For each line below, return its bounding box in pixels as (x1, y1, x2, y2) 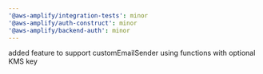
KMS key (8, 56, 38, 66)
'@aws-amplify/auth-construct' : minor (8, 19, 137, 27)
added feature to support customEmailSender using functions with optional (8, 49, 256, 58)
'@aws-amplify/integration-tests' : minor (8, 11, 149, 20)
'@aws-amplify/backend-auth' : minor (8, 26, 130, 34)
